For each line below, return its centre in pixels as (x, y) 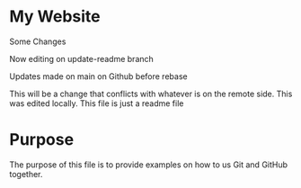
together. (26, 174)
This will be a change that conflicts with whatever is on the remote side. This (151, 94)
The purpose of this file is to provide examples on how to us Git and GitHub (149, 165)
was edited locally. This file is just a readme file (97, 103)
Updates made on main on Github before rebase (98, 76)
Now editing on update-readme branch (82, 58)
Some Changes (38, 41)
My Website (55, 17)
